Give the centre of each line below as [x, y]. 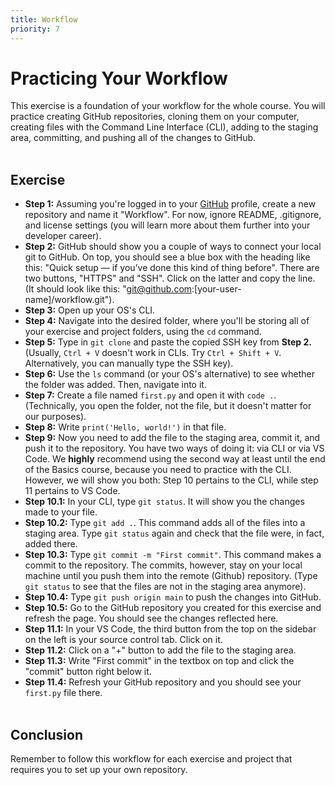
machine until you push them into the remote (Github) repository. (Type [171, 576]
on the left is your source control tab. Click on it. [123, 640]
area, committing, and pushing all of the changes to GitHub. [133, 138]
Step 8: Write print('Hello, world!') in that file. [125, 427]
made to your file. [61, 512]
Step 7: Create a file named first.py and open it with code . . [150, 395]
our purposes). [55, 417]
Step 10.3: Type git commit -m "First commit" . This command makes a [173, 555]
